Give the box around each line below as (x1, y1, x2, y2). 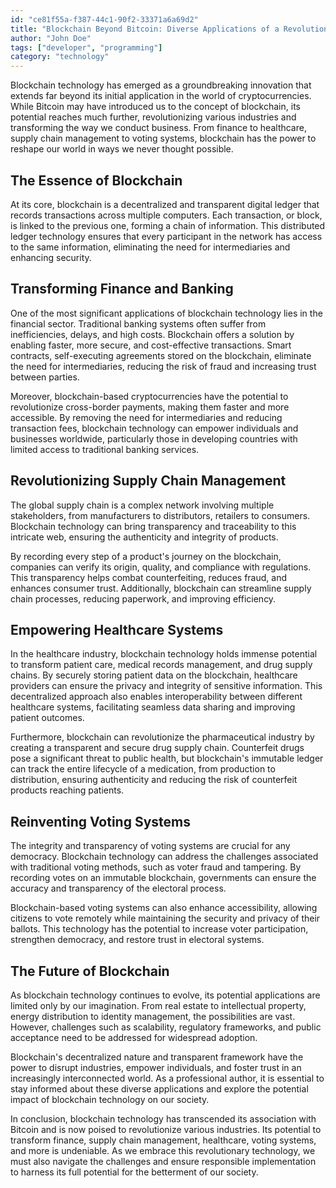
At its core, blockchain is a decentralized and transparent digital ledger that (10, 198, 320, 210)
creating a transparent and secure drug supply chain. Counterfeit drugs (10, 742, 305, 754)
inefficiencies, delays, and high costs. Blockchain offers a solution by (10, 328, 295, 340)
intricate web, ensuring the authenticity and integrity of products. (10, 531, 279, 543)
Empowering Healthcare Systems (10, 621, 224, 638)
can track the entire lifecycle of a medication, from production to (10, 763, 276, 775)
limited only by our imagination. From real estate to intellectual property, (10, 1000, 307, 1011)
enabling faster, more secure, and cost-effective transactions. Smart (10, 339, 292, 351)
